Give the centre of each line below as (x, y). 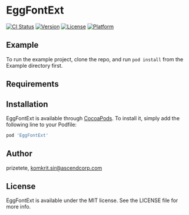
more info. (19, 207)
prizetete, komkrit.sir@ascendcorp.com (54, 168)
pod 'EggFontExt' (27, 135)
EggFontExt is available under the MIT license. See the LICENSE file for (92, 200)
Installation (27, 104)
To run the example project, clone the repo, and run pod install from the (95, 59)
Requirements (32, 84)
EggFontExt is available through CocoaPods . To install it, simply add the (93, 118)
